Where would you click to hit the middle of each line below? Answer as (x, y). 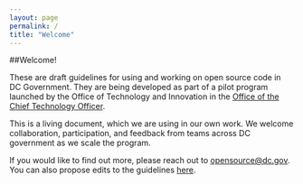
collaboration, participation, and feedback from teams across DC (130, 133)
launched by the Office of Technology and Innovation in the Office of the (144, 97)
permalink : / (34, 26)
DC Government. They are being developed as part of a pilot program (139, 87)
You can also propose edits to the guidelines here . (103, 170)
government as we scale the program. (80, 143)
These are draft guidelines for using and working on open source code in (146, 78)
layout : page (34, 18)
